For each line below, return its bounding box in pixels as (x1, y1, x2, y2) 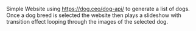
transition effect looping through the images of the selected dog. (6, 18, 169, 25)
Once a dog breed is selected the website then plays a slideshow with (6, 12, 181, 19)
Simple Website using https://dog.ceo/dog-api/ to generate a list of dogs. (6, 5, 190, 12)
